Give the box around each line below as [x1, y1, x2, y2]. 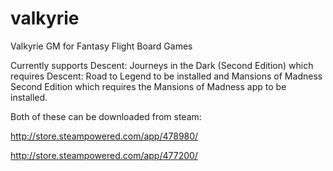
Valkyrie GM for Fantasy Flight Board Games [10, 40, 193, 52]
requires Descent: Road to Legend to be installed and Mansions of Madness [10, 70, 323, 82]
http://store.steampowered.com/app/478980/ [10, 130, 199, 142]
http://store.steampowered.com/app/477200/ [10, 149, 198, 161]
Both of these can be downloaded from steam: [10, 110, 202, 122]
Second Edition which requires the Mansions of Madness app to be [10, 80, 287, 92]
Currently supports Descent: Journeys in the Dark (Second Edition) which [10, 59, 314, 71]
